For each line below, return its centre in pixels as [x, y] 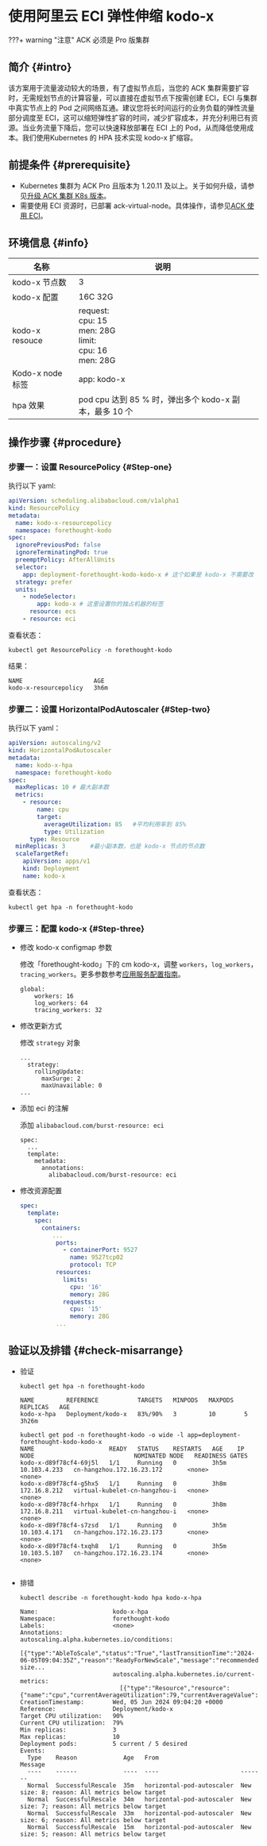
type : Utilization [74, 832]
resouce [28, 341]
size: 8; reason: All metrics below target [93, 1792]
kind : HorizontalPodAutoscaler [60, 751]
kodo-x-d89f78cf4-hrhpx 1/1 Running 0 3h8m [123, 1504]
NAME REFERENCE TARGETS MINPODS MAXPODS [127, 1400]
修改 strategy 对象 [50, 1043]
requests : [79, 1302]
